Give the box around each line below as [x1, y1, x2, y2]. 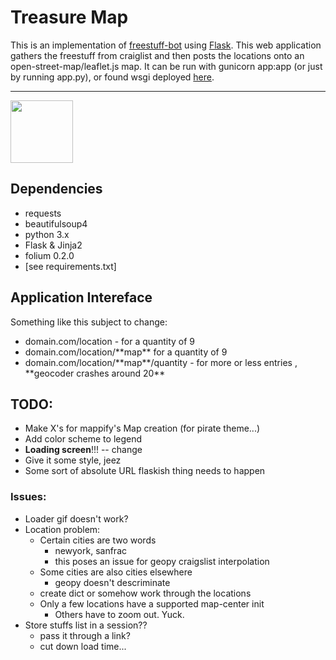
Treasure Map [10, 6, 129, 29]
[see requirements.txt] [24, 260, 117, 272]
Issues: [10, 490, 47, 504]
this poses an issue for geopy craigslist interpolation [54, 555, 270, 567]
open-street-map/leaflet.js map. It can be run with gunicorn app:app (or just [10, 60, 323, 72]
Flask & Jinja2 [24, 239, 83, 251]
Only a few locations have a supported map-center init [39, 597, 265, 610]
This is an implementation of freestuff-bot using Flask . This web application [10, 39, 322, 51]
